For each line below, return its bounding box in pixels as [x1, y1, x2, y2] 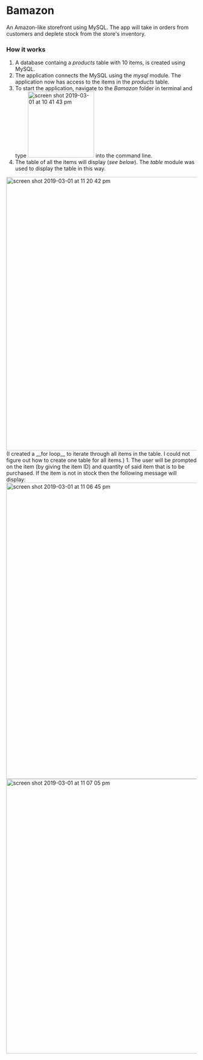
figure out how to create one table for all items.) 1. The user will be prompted [6, 456, 197, 464]
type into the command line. [14, 152, 153, 159]
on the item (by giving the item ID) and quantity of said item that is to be [6, 463, 185, 470]
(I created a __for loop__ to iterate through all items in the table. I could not [6, 450, 190, 458]
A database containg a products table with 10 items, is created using [14, 59, 185, 67]
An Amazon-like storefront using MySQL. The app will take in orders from [6, 24, 189, 31]
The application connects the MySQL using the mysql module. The [14, 72, 181, 79]
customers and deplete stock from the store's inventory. [6, 30, 146, 37]
